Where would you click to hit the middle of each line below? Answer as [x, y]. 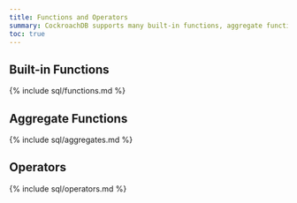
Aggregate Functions [69, 119]
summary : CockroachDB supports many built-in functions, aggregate [136, 26]
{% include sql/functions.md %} [68, 91]
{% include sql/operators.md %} [68, 188]
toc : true [27, 34]
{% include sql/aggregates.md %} [71, 139]
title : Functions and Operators [69, 17]
